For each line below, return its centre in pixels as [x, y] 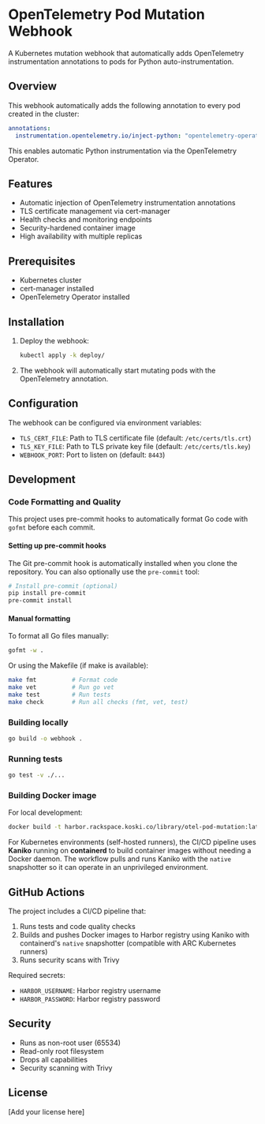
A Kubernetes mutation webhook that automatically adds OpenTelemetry [126, 53]
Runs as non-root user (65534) [70, 1043]
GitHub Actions [47, 892]
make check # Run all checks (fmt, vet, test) [99, 702]
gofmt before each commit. [52, 527]
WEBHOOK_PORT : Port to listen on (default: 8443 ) [92, 455]
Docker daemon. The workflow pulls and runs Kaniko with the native [119, 859]
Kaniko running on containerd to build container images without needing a [130, 851]
